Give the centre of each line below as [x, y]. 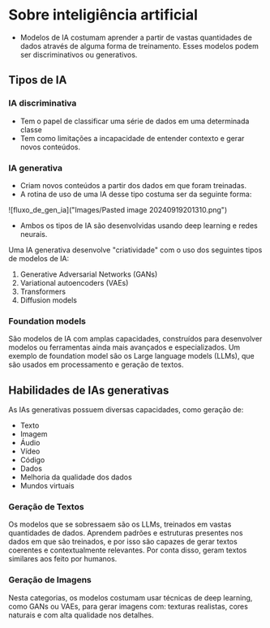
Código [32, 460]
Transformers [43, 291]
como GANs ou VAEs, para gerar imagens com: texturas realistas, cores [129, 606]
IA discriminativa [43, 103]
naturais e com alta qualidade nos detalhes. [81, 615]
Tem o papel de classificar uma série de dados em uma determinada [135, 121]
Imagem [34, 434]
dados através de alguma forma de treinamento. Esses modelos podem [139, 45]
